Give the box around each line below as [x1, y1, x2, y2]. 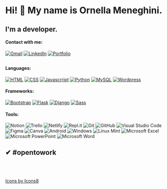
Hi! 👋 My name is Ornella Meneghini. [5, 5, 162, 16]
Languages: [5, 65, 32, 71]
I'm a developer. [5, 25, 58, 34]
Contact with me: [5, 39, 43, 45]
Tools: [5, 111, 19, 117]
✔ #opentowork [5, 148, 57, 157]
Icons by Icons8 [5, 178, 39, 184]
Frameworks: [5, 88, 34, 94]
